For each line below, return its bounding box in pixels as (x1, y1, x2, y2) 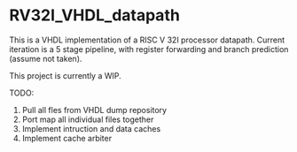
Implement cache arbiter (21, 133, 113, 143)
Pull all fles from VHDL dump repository (21, 104, 167, 115)
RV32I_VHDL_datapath (9, 5, 180, 26)
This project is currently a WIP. (9, 70, 121, 80)
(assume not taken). (9, 53, 82, 64)
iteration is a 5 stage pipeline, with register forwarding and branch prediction (9, 43, 289, 54)
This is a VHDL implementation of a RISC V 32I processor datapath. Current (9, 34, 285, 45)
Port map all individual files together (21, 114, 154, 125)
